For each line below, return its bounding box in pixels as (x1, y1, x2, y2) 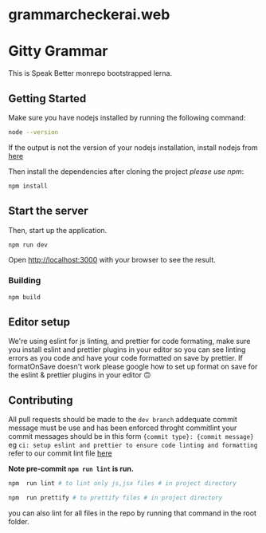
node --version (8, 128, 59, 136)
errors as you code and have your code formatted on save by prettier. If (8, 353, 243, 363)
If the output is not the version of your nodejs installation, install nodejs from (8, 142, 258, 152)
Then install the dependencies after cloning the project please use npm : (8, 166, 244, 176)
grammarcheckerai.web (8, 6, 170, 24)
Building (8, 275, 41, 286)
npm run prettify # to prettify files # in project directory (8, 494, 223, 502)
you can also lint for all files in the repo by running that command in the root (8, 508, 257, 518)
